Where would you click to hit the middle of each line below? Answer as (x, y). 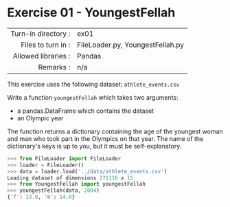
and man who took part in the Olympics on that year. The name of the (105, 138)
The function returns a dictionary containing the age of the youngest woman (115, 131)
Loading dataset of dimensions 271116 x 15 (70, 178)
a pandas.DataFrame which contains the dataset (85, 111)
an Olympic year (40, 118)
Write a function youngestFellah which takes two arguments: (93, 97)
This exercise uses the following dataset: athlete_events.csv (93, 84)
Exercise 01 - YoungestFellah (91, 13)
